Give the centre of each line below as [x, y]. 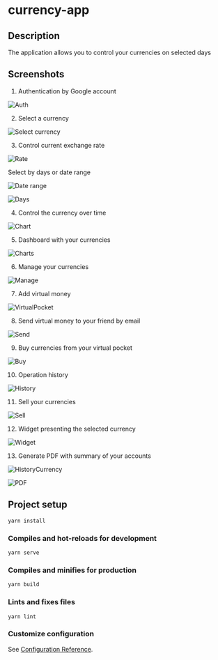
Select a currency [43, 118]
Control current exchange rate [61, 145]
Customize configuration [51, 634]
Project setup [38, 505]
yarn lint [22, 616]
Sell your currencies [47, 401]
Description [34, 36]
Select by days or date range [49, 172]
